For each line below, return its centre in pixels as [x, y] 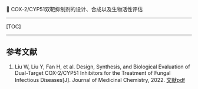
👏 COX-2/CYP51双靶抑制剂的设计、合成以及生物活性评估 [75, 9]
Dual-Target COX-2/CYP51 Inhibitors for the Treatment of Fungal [93, 72]
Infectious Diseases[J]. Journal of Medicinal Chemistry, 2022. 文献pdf [100, 80]
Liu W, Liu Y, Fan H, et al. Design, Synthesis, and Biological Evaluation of [102, 67]
